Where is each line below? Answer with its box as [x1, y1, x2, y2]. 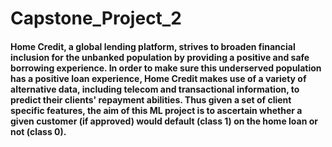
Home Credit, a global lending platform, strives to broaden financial [10, 40, 296, 52]
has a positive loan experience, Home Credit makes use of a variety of [10, 72, 307, 84]
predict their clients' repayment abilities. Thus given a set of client [10, 93, 292, 106]
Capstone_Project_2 [10, 7, 182, 30]
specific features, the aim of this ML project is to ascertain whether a [10, 104, 303, 116]
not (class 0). [10, 125, 67, 137]
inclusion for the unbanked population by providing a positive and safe [10, 51, 310, 63]
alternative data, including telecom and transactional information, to [10, 83, 300, 95]
